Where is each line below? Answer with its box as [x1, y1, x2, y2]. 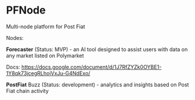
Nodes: [6, 34, 24, 41]
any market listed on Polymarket [6, 52, 84, 59]
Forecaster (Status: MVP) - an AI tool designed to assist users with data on [6, 45, 188, 53]
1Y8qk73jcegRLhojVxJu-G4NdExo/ [6, 69, 90, 76]
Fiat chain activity [6, 87, 49, 94]
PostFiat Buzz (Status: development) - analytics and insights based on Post [6, 81, 189, 88]
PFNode [6, 4, 46, 17]
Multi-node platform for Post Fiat [6, 23, 85, 30]
